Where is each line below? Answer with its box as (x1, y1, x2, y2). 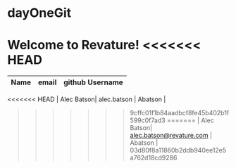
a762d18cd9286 (130, 153, 178, 162)
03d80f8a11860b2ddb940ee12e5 (130, 146, 227, 155)
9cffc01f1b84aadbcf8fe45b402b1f (130, 109, 230, 117)
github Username (63, 77, 123, 87)
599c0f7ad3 (130, 116, 166, 124)
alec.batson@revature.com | (130, 131, 213, 140)
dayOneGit (7, 5, 72, 21)
